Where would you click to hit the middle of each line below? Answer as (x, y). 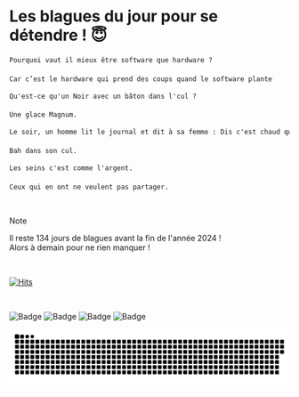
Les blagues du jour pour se (114, 16)
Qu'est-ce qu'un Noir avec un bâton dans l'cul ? (103, 96)
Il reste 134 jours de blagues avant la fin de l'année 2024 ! (115, 239)
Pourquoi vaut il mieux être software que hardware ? (111, 60)
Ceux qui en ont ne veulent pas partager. (89, 187)
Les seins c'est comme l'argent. (71, 168)
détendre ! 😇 (58, 35)
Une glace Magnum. (43, 115)
